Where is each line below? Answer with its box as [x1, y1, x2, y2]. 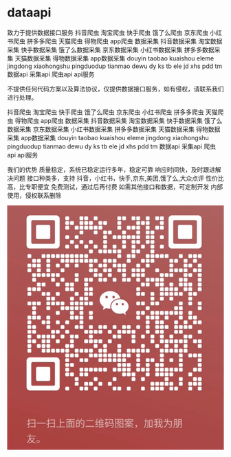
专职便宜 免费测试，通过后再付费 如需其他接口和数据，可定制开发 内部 [25, 182, 223, 190]
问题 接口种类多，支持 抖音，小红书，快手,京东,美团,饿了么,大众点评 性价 [12, 174, 218, 182]
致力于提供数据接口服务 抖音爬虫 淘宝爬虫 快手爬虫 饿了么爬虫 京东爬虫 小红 [7, 28, 222, 36]
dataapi [7, 5, 52, 21]
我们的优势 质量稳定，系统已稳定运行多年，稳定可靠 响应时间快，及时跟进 [7, 165, 215, 173]
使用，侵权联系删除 [7, 191, 62, 199]
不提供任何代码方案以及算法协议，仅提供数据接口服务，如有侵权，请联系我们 [7, 85, 224, 93]
